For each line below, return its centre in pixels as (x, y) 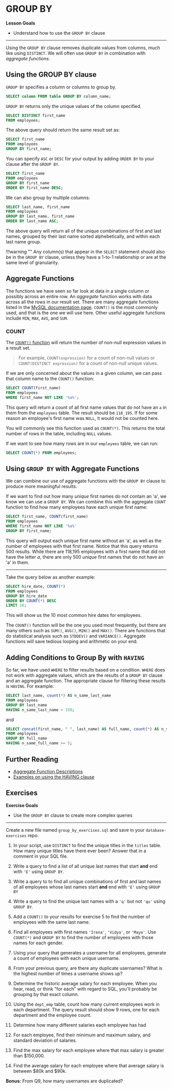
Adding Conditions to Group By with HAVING (75, 658)
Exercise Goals (22, 805)
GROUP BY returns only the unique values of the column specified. (74, 106)
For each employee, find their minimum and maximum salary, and (82, 1035)
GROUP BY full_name (27, 739)
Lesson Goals (20, 23)
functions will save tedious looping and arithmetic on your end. (72, 641)
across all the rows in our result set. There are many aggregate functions (82, 302)
